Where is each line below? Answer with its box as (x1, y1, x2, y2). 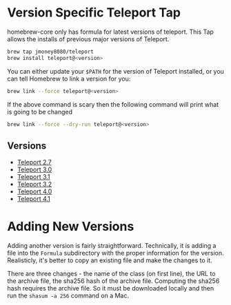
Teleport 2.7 (17, 158, 52, 167)
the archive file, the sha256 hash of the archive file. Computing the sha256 (7, 277, 220, 285)
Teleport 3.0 (17, 165, 52, 173)
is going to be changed (7, 107, 73, 116)
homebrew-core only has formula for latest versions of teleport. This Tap (7, 28, 214, 36)
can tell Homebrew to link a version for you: (7, 74, 131, 83)
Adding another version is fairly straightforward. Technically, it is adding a (7, 242, 217, 250)
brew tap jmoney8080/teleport (7, 48, 94, 55)
